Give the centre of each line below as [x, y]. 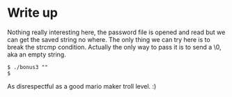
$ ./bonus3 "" [28, 67]
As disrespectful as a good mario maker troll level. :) [82, 86]
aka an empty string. [37, 54]
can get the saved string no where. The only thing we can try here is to [109, 39]
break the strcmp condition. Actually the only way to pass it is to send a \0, [114, 47]
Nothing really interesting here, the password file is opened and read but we [116, 32]
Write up [32, 13]
